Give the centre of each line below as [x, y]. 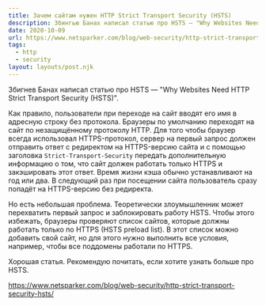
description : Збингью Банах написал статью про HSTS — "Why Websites [125, 23]
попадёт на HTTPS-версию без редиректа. [81, 189]
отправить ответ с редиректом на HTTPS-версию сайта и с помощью [127, 146]
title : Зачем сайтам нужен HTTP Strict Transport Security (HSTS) [120, 15]
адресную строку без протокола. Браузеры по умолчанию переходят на [131, 121]
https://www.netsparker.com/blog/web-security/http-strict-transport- [122, 285]
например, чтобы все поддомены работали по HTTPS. [101, 246]
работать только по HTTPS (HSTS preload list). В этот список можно [123, 229]
